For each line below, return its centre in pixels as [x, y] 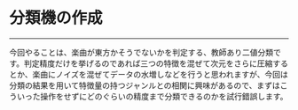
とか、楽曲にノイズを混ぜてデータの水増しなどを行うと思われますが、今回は [149, 74]
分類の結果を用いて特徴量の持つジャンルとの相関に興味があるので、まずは [145, 85]
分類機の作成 [56, 18]
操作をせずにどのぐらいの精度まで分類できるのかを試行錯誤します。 [164, 96]
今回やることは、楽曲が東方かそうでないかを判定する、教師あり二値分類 [141, 52]
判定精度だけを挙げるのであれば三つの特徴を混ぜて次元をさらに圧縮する [156, 63]
